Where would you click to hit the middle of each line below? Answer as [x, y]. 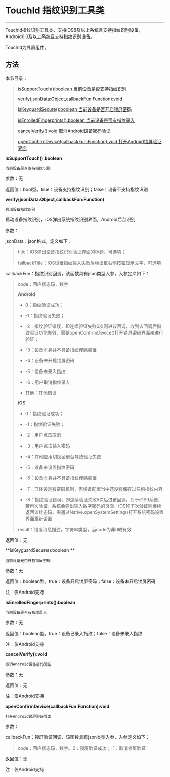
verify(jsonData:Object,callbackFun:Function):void [70, 99]
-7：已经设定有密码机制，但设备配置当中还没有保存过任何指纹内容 [94, 489]
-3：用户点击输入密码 [48, 446]
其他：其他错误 [41, 393]
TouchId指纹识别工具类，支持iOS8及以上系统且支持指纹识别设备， [74, 30]
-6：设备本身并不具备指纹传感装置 [61, 478]
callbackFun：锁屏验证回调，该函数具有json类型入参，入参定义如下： [78, 737]
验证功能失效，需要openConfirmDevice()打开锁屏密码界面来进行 [96, 332]
